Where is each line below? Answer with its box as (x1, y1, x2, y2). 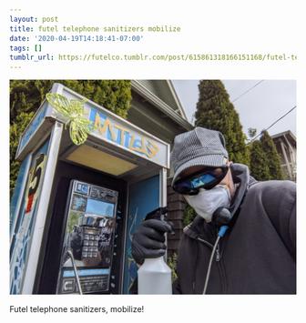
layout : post (9, 15, 59, 24)
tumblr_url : (9, 53, 55, 63)
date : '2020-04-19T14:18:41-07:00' (9, 34, 145, 43)
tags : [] (9, 44, 43, 53)
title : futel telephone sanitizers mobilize (9, 24, 181, 34)
